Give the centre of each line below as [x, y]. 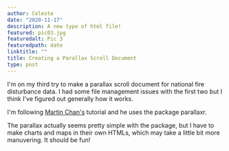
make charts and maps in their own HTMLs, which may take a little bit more [113, 132]
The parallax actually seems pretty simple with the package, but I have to [111, 125]
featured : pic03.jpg [37, 33]
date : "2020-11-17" [35, 20]
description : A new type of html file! [64, 26]
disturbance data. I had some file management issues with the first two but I [115, 91]
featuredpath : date [35, 45]
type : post [23, 65]
